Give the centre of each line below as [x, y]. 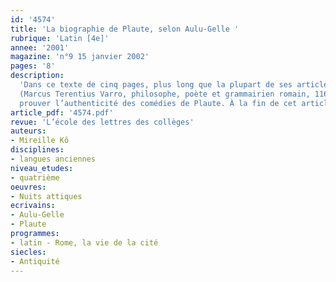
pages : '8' [33, 66]
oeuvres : [28, 187]
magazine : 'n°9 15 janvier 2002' [80, 57]
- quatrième [35, 177]
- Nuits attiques [46, 196]
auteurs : [28, 131]
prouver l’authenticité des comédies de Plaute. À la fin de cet [158, 103]
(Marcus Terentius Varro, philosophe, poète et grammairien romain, [165, 94]
